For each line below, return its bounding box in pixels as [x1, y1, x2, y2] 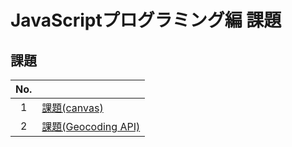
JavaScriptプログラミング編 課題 [10, 9, 282, 32]
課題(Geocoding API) [41, 120, 141, 133]
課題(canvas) [41, 101, 104, 115]
